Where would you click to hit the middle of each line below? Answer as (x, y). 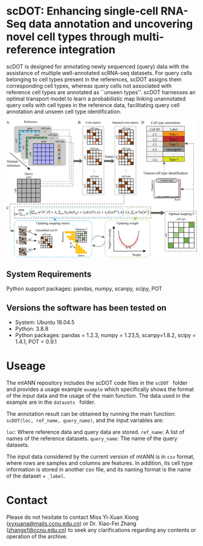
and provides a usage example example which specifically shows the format (100, 389)
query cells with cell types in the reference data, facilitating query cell (93, 105)
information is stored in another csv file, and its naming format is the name (99, 470)
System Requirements (49, 275)
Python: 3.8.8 (32, 329)
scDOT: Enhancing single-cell (82, 11)
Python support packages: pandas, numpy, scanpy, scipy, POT (84, 289)
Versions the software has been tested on (86, 308)
